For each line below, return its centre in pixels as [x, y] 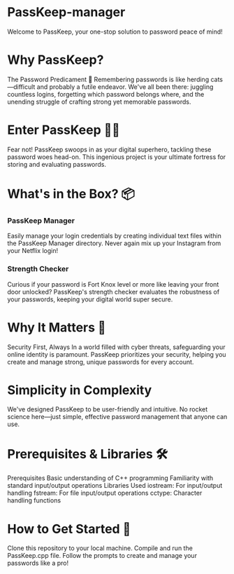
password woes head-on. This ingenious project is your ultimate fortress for [117, 157]
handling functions [34, 500]
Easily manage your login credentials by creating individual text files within [114, 236]
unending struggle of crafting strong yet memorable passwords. [99, 102]
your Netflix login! [33, 251]
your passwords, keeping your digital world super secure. [90, 299]
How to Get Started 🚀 [69, 529]
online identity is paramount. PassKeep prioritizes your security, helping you [117, 354]
